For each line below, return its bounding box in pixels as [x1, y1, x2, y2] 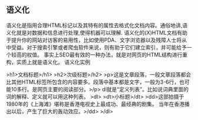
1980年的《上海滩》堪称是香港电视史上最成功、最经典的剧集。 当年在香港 [6, 100, 184, 107]
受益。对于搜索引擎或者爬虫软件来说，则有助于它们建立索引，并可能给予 [11, 44, 187, 51]
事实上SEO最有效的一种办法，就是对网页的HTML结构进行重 [43, 51, 188, 58]
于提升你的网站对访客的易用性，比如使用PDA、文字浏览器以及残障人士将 [6, 36, 182, 44]
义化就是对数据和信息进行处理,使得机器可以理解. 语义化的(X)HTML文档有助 [6, 29, 187, 36]
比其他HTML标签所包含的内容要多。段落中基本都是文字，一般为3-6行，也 [6, 78, 184, 85]
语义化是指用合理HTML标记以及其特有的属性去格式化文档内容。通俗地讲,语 [6, 22, 188, 29]
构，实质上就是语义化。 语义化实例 [6, 58, 90, 65]
